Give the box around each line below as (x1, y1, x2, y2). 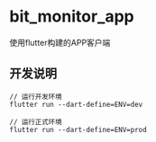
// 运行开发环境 (9, 92, 62, 101)
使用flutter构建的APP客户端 (9, 37, 111, 48)
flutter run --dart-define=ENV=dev (9, 100, 143, 109)
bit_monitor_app (9, 6, 134, 27)
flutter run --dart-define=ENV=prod (9, 125, 147, 134)
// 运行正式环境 (9, 117, 62, 127)
